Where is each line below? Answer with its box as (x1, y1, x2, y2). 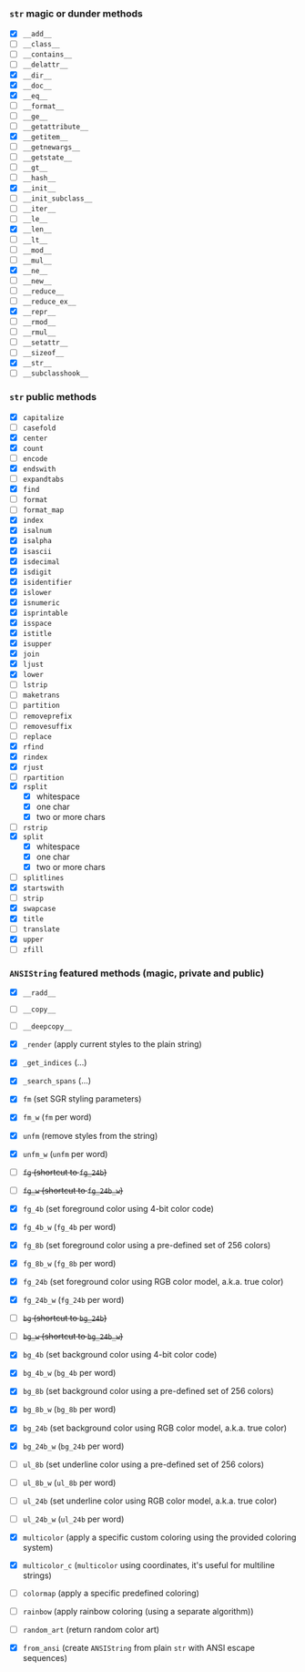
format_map (22, 506, 65, 515)
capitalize (22, 413, 65, 422)
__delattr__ (22, 60, 68, 70)
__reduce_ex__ (22, 297, 76, 306)
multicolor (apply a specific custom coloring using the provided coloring (22, 1532, 297, 1543)
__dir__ (22, 71, 52, 80)
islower (22, 588, 52, 597)
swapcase (22, 905, 56, 914)
